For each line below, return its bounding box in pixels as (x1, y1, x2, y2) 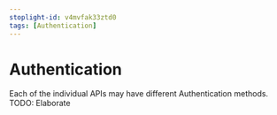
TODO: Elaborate (9, 98, 71, 109)
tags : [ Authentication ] (9, 21, 97, 30)
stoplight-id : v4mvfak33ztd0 (9, 12, 117, 22)
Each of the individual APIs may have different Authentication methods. (9, 88, 268, 99)
